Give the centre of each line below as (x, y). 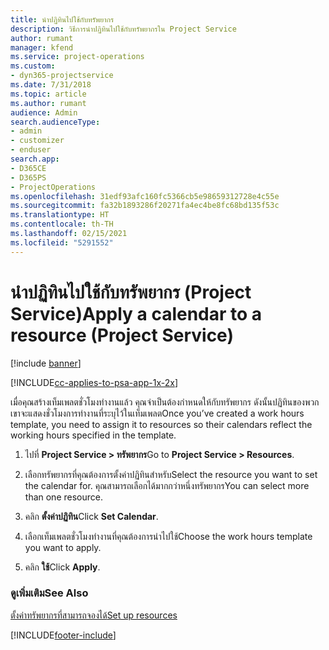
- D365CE (28, 168)
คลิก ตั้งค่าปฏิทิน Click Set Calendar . (91, 516)
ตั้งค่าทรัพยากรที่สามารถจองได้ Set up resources (94, 615)
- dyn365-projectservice (62, 76)
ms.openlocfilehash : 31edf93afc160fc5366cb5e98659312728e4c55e (145, 196)
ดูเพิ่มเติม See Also (49, 593)
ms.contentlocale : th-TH (62, 224)
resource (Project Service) (122, 335)
